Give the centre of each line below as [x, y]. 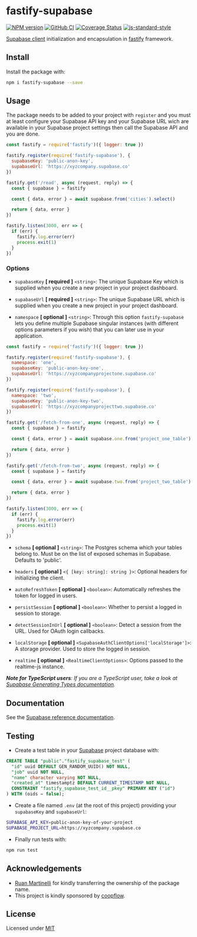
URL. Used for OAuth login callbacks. [60, 631]
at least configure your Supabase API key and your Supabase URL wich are [98, 121]
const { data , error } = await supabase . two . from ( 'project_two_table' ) [101, 482]
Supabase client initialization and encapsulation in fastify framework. [90, 38]
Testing [20, 736]
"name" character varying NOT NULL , [56, 777]
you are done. [23, 134]
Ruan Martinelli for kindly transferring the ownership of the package [97, 883]
